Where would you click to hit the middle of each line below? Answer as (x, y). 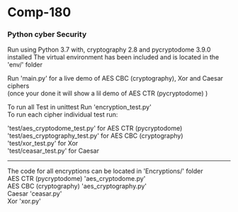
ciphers (18, 86)
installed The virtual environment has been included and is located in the (113, 57)
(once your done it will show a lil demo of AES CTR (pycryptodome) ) (108, 93)
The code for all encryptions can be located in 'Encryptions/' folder (105, 171)
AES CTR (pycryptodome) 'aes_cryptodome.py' (76, 179)
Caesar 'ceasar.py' (35, 194)
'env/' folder (25, 65)
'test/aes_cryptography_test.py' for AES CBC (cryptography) (95, 136)
